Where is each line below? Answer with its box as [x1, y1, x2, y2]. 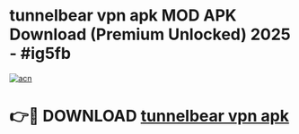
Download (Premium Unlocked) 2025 [9, 24, 292, 45]
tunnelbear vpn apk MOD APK [9, 5, 237, 26]
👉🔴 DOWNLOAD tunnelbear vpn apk [9, 106, 290, 126]
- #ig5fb [9, 44, 72, 63]
